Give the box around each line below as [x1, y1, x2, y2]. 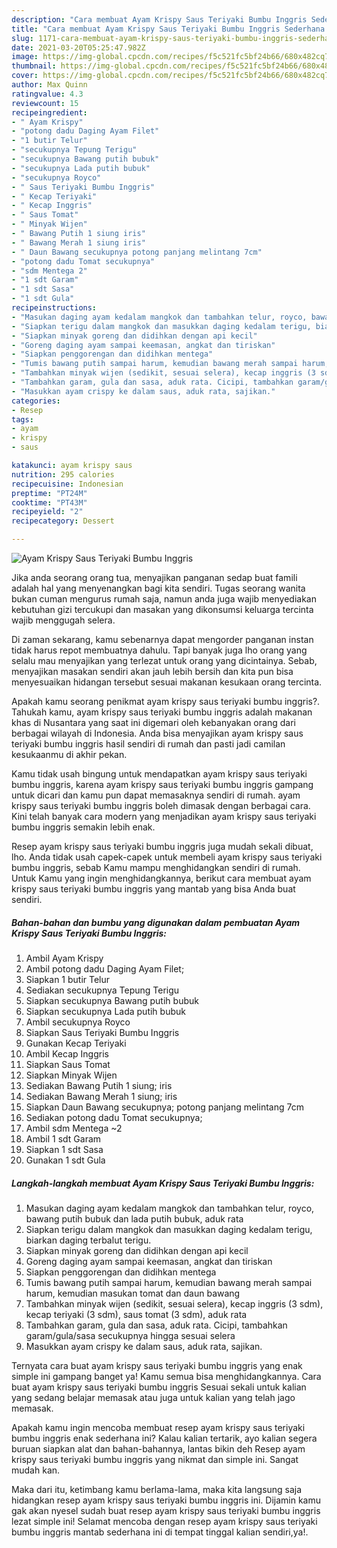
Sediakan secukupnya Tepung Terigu [25, 984, 180, 996]
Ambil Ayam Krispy [25, 952, 104, 964]
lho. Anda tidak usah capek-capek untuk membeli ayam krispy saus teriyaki [11, 851, 323, 863]
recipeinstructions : [11, 303, 98, 313]
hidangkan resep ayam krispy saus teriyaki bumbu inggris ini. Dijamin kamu [11, 1494, 321, 1506]
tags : [11, 414, 34, 425]
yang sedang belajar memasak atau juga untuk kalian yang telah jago [11, 1391, 296, 1403]
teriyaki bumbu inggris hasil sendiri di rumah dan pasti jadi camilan [11, 738, 286, 750]
